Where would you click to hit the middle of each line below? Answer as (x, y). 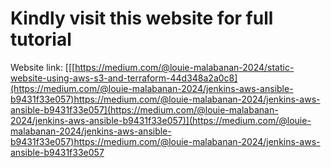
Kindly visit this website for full (142, 18)
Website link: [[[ (43, 67)
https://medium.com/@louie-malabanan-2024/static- (184, 67)
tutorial (41, 39)
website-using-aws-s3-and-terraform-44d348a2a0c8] (124, 78)
